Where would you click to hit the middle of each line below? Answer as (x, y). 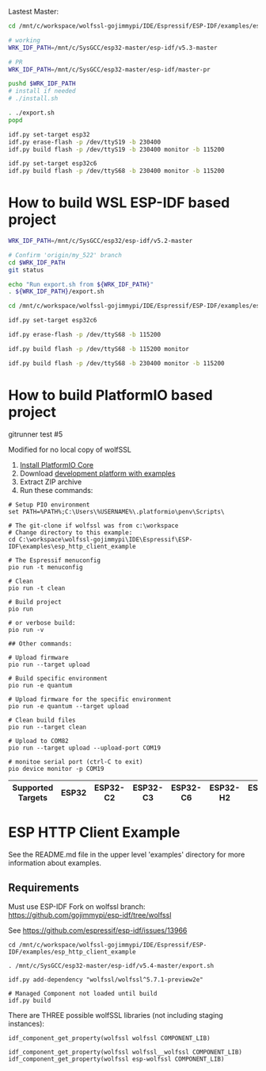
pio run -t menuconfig (46, 567)
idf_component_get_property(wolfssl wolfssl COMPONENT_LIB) (110, 1038)
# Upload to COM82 (38, 741)
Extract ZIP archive (51, 482)
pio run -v (26, 630)
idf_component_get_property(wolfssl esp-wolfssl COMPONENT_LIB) (116, 1059)
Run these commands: (56, 490)
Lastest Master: (34, 12)
